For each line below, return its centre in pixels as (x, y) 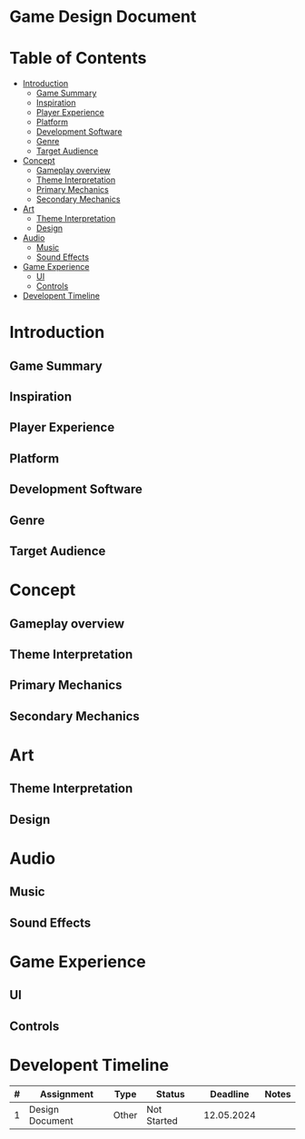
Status (171, 1094)
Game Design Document (103, 17)
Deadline (230, 1094)
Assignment (66, 1094)
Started (162, 1121)
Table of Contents (78, 59)
